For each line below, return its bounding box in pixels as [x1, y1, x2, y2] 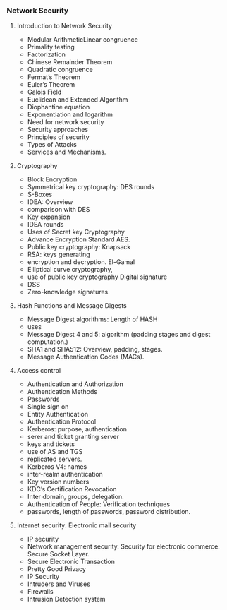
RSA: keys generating [27, 250, 90, 259]
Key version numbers [27, 477, 90, 486]
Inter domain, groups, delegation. [27, 493, 124, 501]
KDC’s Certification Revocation [27, 485, 117, 494]
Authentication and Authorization [27, 380, 124, 388]
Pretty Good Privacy [27, 565, 86, 573]
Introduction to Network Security [16, 22, 113, 30]
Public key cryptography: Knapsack [27, 243, 131, 251]
